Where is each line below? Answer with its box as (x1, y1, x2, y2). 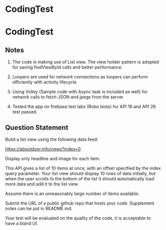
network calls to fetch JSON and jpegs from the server (12, 94, 124, 100)
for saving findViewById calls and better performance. (12, 64, 123, 70)
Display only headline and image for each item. (5, 156, 101, 162)
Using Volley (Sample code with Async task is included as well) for (12, 89, 148, 95)
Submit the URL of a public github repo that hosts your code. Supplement (5, 200, 155, 206)
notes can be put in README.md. (5, 206, 73, 211)
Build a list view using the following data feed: (5, 136, 98, 142)
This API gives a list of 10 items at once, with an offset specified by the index (5, 165, 161, 171)
